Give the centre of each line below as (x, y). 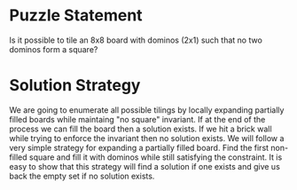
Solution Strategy (75, 86)
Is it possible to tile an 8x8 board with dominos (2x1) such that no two (136, 40)
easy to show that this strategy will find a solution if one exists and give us (145, 166)
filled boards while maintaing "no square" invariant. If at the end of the (137, 119)
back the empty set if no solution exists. (82, 176)
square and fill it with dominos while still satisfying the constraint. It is (156, 157)
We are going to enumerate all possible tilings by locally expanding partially (147, 110)
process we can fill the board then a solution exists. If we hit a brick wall (141, 129)
